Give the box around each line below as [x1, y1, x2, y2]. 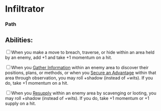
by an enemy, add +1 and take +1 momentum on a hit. [5, 55, 112, 60]
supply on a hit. [5, 100, 36, 106]
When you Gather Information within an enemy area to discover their [11, 64, 149, 70]
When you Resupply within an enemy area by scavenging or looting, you [11, 90, 157, 96]
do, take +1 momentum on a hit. [5, 80, 68, 86]
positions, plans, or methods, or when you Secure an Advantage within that [5, 70, 156, 75]
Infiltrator [5, 3, 45, 15]
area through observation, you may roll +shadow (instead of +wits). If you [5, 74, 153, 81]
